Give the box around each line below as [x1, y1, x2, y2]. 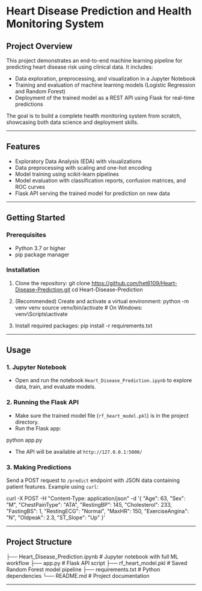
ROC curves [14, 183, 45, 190]
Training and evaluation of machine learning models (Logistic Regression [14, 81, 195, 88]
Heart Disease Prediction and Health [6, 4, 192, 18]
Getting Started [6, 212, 66, 223]
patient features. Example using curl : [6, 483, 99, 490]
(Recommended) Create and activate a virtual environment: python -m [14, 297, 189, 305]
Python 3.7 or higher [14, 244, 66, 252]
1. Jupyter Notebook [6, 363, 67, 371]
